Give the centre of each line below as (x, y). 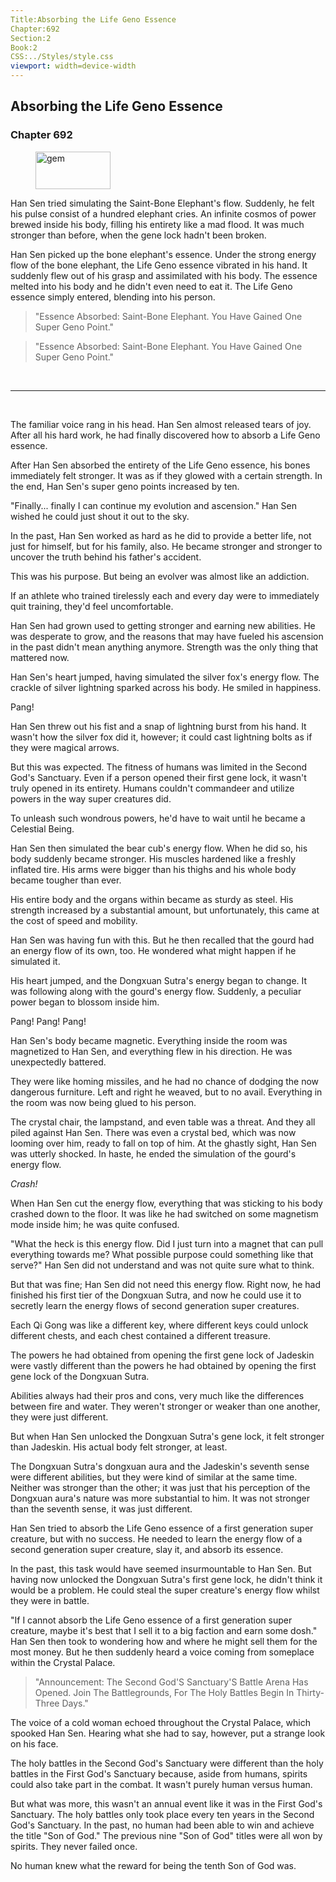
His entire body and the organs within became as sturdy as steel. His (152, 899)
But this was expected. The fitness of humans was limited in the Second (159, 767)
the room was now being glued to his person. (103, 1102)
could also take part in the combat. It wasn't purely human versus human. (161, 1784)
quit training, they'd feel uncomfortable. (92, 606)
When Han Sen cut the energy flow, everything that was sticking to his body (166, 1203)
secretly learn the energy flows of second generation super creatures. (155, 1305)
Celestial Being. (42, 828)
